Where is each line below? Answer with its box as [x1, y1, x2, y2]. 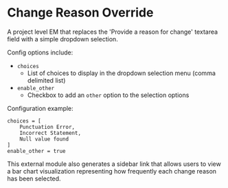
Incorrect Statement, [19, 129, 81, 136]
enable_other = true [7, 147, 67, 154]
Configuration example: [7, 104, 73, 112]
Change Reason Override [7, 5, 154, 21]
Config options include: [7, 48, 73, 56]
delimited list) [27, 76, 66, 84]
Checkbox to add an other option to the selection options [27, 91, 190, 99]
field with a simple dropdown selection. [7, 34, 118, 43]
